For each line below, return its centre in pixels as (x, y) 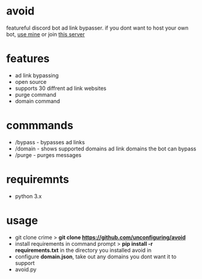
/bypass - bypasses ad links (50, 142)
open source (31, 82)
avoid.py (26, 269)
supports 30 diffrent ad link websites (61, 88)
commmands (40, 126)
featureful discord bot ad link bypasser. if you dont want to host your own (97, 28)
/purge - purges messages (48, 155)
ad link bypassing (37, 75)
